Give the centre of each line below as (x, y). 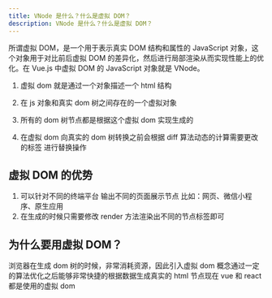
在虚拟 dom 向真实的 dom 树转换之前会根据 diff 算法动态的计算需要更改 (139, 137)
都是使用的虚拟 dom (42, 286)
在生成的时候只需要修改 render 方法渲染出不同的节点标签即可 (122, 217)
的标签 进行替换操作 (53, 147)
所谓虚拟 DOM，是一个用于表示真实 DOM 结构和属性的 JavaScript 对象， (130, 48)
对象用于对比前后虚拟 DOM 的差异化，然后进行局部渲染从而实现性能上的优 (140, 58)
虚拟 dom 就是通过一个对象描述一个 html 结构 (96, 85)
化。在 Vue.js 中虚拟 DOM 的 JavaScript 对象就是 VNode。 (106, 68)
